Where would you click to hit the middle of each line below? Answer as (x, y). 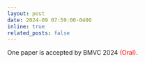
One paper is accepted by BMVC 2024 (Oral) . (72, 53)
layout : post (26, 13)
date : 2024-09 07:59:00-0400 (49, 20)
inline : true (26, 26)
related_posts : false (39, 33)
